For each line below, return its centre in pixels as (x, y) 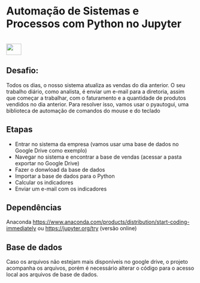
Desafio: (22, 71)
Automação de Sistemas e (73, 11)
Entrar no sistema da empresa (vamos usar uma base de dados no (97, 144)
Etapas (19, 129)
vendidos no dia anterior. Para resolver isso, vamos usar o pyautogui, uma (98, 104)
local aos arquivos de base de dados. (52, 275)
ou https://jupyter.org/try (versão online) (87, 228)
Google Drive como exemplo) (51, 150)
